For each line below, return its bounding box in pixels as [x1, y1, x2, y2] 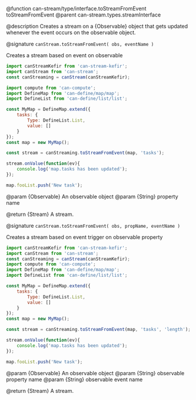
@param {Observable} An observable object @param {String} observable [6, 369, 185, 376]
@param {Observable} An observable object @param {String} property [6, 193, 178, 200]
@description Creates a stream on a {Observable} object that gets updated [6, 23, 188, 29]
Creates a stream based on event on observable [6, 52, 123, 58]
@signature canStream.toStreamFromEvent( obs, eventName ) [6, 41, 154, 47]
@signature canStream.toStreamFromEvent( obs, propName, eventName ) [6, 222, 181, 229]
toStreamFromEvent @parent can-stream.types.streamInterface [6, 11, 161, 18]
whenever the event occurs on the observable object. [6, 29, 137, 36]
